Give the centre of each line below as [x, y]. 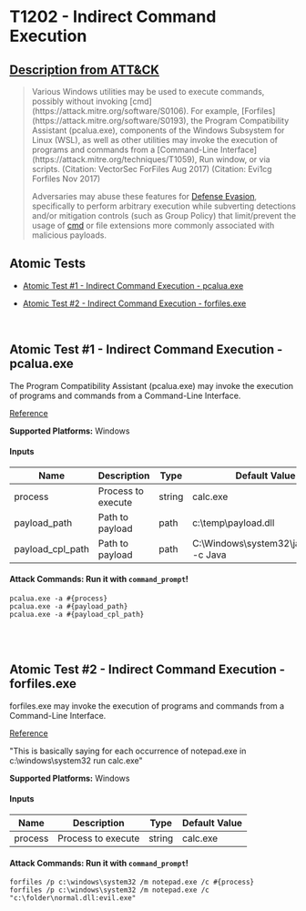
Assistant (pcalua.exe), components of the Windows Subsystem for [158, 130]
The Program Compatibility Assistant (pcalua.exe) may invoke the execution [152, 385]
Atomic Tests [48, 264]
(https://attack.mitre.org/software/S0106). [110, 111]
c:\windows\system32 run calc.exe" [76, 760]
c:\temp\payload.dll [234, 523]
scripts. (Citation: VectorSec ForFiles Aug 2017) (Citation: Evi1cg [152, 169]
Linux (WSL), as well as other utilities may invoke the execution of [155, 140]
